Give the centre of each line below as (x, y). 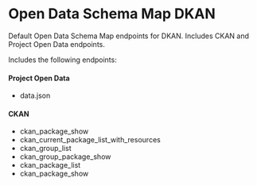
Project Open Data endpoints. (57, 44)
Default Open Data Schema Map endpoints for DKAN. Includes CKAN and (128, 36)
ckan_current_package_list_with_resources (90, 140)
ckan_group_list (45, 149)
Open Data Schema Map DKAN (112, 14)
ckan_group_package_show (65, 157)
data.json (35, 95)
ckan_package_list (50, 165)
